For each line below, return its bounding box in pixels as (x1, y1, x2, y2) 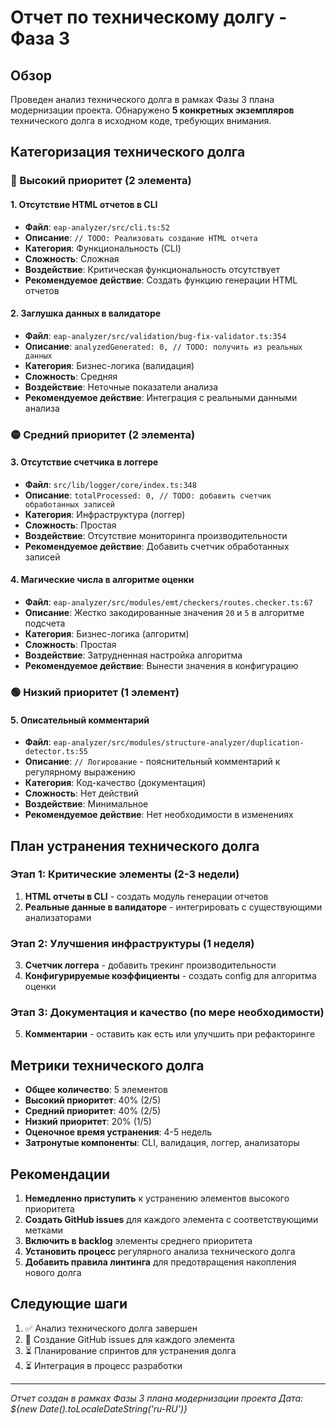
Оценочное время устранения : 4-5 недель (24, 1126, 213, 1138)
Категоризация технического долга (10, 144, 246, 161)
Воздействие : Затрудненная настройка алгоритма (24, 649, 243, 661)
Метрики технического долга (10, 1057, 205, 1074)
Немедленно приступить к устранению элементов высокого (24, 1192, 290, 1205)
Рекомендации (10, 1166, 111, 1183)
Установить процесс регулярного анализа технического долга (24, 1246, 296, 1258)
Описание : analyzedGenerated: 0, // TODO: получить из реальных (24, 340, 303, 352)
